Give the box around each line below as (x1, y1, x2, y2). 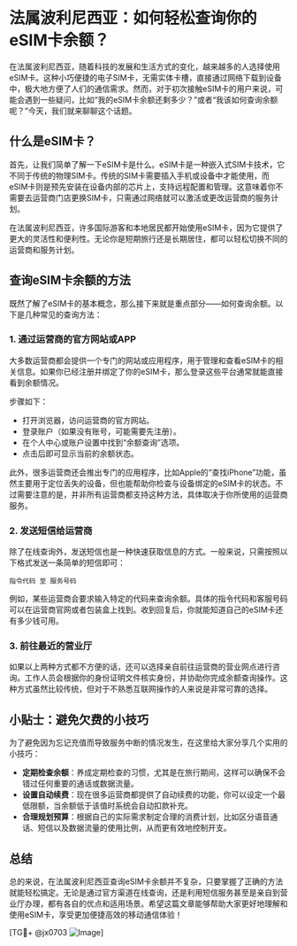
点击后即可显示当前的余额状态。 (21, 448, 139, 459)
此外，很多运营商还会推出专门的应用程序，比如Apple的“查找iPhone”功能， (9, 467, 279, 477)
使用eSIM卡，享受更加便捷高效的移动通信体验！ (9, 910, 183, 920)
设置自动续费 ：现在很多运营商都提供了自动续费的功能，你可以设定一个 (21, 789, 278, 800)
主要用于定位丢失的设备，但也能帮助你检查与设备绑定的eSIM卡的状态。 (16, 477, 276, 488)
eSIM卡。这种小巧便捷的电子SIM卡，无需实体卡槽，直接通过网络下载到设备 (9, 72, 282, 82)
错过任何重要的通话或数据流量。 (21, 779, 139, 789)
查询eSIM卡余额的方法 (9, 273, 131, 288)
